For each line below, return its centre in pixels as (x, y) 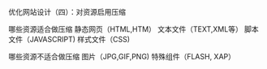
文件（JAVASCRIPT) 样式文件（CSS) (69, 39)
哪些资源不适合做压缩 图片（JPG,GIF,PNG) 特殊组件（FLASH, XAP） (122, 56)
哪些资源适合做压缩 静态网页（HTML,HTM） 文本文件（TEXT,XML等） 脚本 (134, 29)
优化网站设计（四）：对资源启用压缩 (67, 12)
